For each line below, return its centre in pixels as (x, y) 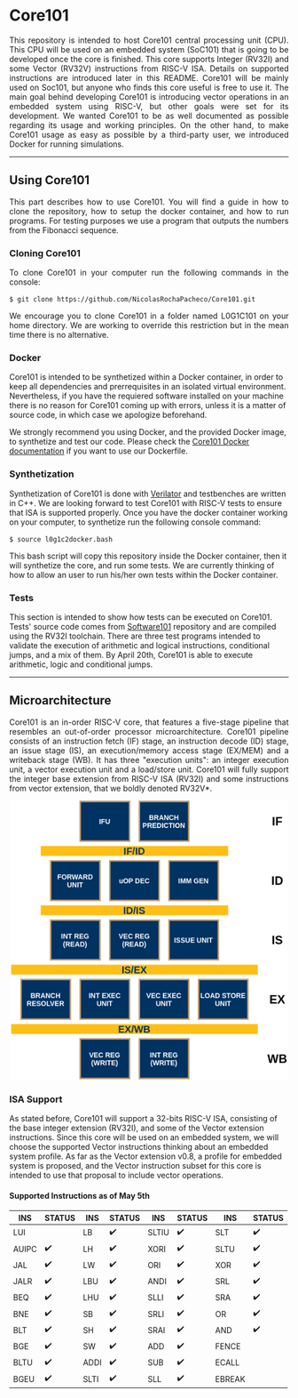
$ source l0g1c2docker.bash (61, 539)
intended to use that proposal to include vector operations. (117, 1175)
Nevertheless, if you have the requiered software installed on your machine (146, 396)
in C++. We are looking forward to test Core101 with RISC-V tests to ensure (145, 502)
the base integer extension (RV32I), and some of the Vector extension (137, 1128)
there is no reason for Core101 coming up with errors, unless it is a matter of (148, 406)
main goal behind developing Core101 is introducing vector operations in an (149, 96)
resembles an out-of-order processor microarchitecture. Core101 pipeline (149, 731)
